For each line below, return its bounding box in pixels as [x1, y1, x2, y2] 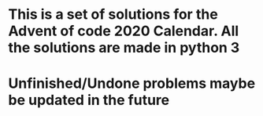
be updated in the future [8, 92, 170, 109]
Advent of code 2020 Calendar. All [8, 22, 239, 40]
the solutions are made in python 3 [8, 39, 240, 56]
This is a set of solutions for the [8, 5, 218, 24]
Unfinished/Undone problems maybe [8, 74, 256, 92]
